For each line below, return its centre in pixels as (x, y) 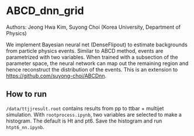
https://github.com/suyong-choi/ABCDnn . (56, 76)
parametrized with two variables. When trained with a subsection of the (92, 57)
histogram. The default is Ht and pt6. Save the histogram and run (84, 121)
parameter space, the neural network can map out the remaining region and (97, 63)
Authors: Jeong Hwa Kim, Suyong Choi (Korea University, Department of (93, 27)
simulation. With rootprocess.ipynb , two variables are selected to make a (94, 114)
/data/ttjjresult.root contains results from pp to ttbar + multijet (85, 108)
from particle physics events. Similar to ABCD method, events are (85, 50)
